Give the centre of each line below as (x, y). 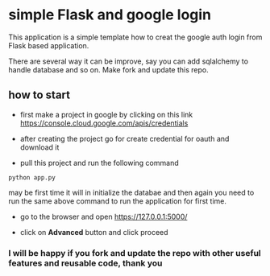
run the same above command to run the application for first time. (118, 201)
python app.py (32, 177)
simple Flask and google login (110, 15)
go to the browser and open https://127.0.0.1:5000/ (104, 216)
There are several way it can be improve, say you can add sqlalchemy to (128, 61)
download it (39, 147)
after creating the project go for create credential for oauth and (125, 138)
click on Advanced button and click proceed (94, 232)
